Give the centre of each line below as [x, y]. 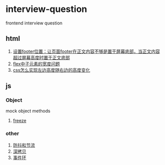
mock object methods [28, 111]
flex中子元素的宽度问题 [36, 64]
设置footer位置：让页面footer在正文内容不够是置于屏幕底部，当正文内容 [86, 51]
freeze [19, 121]
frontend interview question [34, 23]
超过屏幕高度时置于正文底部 [41, 57]
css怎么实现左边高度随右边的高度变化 [51, 70]
